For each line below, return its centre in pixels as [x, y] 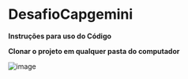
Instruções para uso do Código [60, 36]
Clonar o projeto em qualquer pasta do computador [94, 51]
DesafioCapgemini [71, 14]
